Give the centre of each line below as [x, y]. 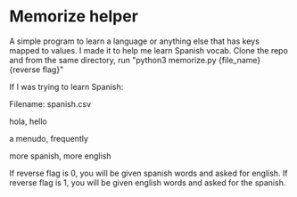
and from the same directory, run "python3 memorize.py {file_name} [135, 60]
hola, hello [28, 121]
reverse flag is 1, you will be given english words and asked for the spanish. [148, 182]
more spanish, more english [60, 156]
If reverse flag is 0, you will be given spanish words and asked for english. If [148, 173]
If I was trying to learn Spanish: [66, 86]
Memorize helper [74, 16]
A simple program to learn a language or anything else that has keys [135, 41]
